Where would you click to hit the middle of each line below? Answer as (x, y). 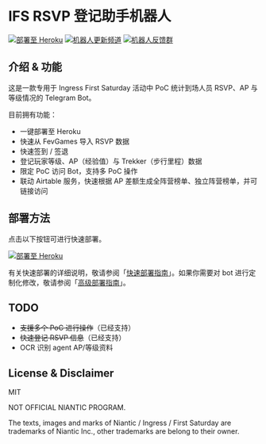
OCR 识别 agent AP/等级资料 (66, 348)
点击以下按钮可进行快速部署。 (57, 239)
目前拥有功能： (33, 114)
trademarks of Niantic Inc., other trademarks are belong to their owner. (124, 431)
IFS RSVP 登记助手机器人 (90, 16)
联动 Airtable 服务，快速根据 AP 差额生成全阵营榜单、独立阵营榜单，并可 (139, 181)
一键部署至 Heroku (50, 131)
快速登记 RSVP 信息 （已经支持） (73, 338)
